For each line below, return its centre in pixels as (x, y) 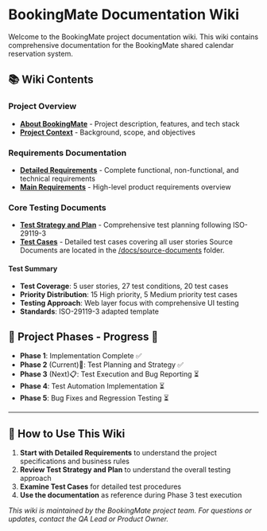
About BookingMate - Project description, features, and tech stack (130, 123)
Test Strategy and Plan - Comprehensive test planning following (126, 225)
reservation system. (41, 53)
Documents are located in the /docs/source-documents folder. (122, 250)
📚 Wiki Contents (51, 80)
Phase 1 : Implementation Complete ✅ (81, 356)
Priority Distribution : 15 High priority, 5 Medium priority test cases (129, 295)
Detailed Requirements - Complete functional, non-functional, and (129, 170)
